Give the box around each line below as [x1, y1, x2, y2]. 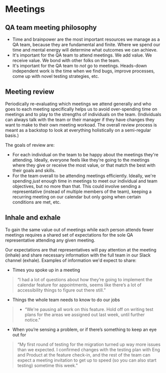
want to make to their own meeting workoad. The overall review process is [5, 122, 157, 127]
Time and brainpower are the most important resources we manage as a [12, 36, 160, 42]
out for [12, 331, 26, 338]
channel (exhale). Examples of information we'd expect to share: [5, 257, 137, 263]
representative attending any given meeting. [5, 237, 96, 243]
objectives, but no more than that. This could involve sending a [12, 183, 141, 189]
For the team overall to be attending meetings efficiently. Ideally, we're [12, 173, 156, 179]
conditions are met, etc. [12, 199, 61, 205]
